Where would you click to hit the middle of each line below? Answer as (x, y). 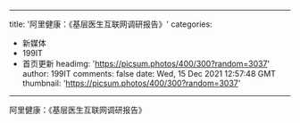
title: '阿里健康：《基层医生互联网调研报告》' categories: (111, 24)
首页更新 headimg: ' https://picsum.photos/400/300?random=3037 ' (146, 64)
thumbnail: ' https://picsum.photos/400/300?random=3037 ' (131, 83)
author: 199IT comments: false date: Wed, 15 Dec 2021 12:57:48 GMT (149, 74)
